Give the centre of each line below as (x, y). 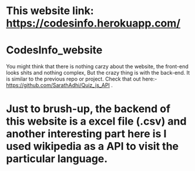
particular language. (57, 159)
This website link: (50, 11)
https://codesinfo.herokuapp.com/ (93, 23)
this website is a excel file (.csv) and (96, 121)
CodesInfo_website (54, 50)
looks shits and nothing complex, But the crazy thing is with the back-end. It (98, 73)
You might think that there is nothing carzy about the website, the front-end (97, 66)
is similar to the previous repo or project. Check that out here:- (82, 79)
